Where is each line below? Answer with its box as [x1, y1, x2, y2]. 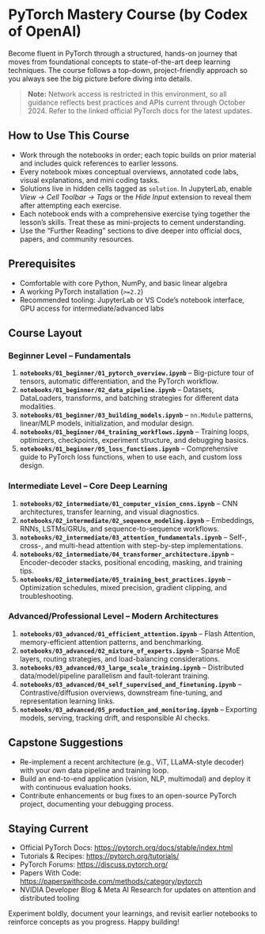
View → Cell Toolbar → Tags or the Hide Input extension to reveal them [19, 192, 252, 201]
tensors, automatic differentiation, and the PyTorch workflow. [19, 376, 219, 386]
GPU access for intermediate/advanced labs [19, 303, 165, 313]
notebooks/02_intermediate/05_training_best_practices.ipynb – [19, 574, 231, 584]
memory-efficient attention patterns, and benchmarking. [19, 637, 204, 646]
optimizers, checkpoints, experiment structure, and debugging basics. [19, 436, 249, 445]
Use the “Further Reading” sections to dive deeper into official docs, [19, 226, 243, 235]
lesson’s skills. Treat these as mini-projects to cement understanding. [19, 217, 246, 227]
